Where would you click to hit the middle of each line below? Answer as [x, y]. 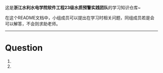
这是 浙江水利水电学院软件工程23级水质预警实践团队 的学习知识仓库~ [73, 7]
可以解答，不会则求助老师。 [33, 24]
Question [24, 48]
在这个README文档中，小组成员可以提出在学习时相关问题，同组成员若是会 [80, 18]
